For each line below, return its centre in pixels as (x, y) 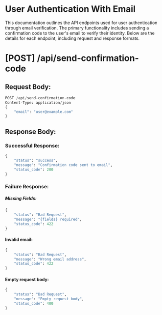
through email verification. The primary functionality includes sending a (77, 28)
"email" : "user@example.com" (44, 112)
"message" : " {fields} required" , (48, 220)
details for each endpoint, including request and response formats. (72, 38)
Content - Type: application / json (38, 102)
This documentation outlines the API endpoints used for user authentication (81, 23)
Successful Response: (32, 145)
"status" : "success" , (36, 160)
